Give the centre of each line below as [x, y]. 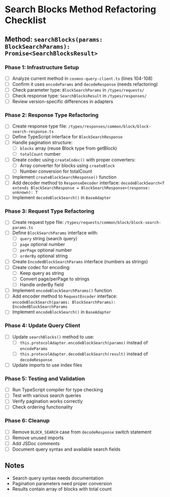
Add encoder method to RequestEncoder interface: [65, 296]
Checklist [26, 20]
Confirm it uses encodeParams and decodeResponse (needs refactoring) [85, 84]
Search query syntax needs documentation [58, 478]
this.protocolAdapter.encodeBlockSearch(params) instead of [84, 342]
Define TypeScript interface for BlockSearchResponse [67, 136]
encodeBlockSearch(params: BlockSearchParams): [64, 303]
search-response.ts [33, 132]
